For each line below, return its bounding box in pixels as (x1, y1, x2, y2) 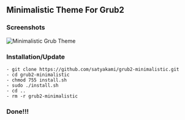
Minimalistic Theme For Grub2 (6, 5, 124, 15)
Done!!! (6, 107, 29, 116)
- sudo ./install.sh (6, 82, 59, 88)
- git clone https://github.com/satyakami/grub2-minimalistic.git (6, 66, 179, 72)
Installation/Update (6, 52, 66, 61)
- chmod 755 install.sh (6, 77, 67, 83)
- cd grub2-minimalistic (6, 72, 70, 78)
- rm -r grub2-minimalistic (6, 93, 78, 99)
